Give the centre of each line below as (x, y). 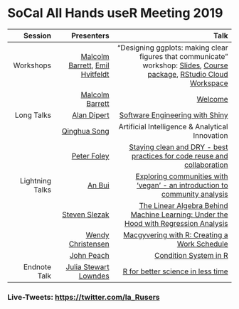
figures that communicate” (184, 56)
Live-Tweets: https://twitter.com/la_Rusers (84, 297)
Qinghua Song (85, 131)
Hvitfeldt (95, 74)
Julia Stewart (87, 266)
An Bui (99, 185)
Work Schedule (202, 244)
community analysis (195, 194)
